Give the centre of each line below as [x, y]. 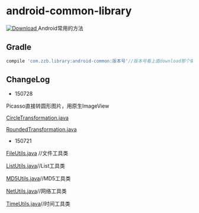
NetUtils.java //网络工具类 [36, 191]
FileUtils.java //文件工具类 [37, 154]
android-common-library [69, 11]
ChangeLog [28, 79]
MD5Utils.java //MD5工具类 [38, 178]
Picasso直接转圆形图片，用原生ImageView [58, 106]
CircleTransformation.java [38, 118]
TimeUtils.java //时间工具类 [38, 204]
